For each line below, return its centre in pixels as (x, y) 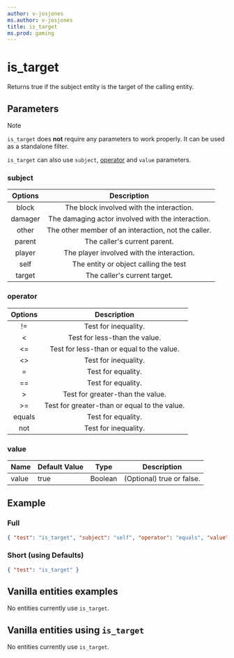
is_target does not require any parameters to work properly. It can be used (116, 139)
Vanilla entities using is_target (76, 630)
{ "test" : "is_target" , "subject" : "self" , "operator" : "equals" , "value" (118, 538)
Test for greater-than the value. (114, 394)
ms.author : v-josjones (40, 20)
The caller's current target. (129, 276)
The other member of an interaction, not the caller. (129, 230)
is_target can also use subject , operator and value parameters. (99, 160)
